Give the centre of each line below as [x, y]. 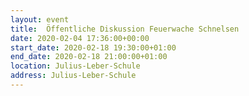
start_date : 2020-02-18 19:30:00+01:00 [93, 47]
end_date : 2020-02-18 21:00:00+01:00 [89, 57]
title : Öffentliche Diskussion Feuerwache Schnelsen [125, 29]
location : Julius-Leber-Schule [75, 66]
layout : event [40, 19]
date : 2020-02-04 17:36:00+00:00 [80, 38]
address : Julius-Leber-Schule [73, 76]
